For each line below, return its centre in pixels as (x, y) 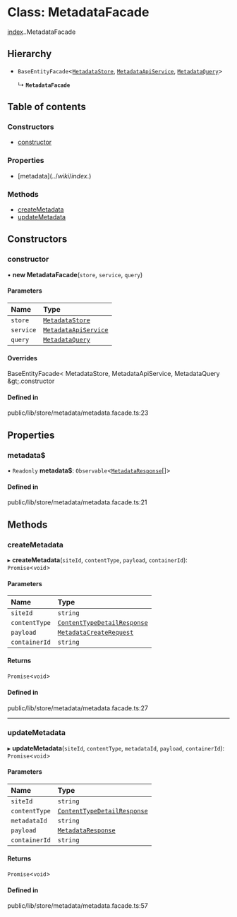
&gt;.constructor (31, 381)
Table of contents (47, 107)
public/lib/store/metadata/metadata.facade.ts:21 (77, 502)
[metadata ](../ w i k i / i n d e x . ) (54, 176)
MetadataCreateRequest (96, 633)
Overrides (22, 358)
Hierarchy (30, 54)
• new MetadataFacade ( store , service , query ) (75, 274)
